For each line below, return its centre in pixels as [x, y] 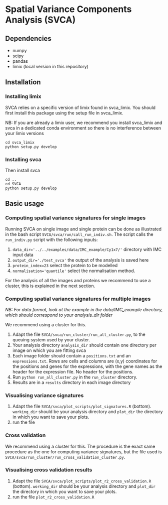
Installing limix [23, 96]
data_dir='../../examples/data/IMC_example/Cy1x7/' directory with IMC [87, 249]
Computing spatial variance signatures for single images [75, 218]
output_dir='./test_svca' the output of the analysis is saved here [80, 260]
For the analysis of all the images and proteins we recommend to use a [78, 280]
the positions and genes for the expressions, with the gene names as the [87, 366]
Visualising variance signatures [44, 395]
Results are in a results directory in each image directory [71, 382]
